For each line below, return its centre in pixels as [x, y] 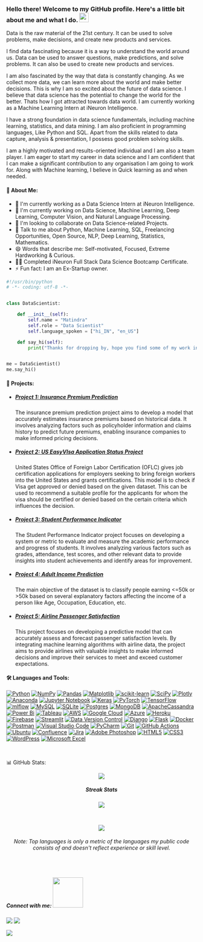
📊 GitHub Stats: [26, 762]
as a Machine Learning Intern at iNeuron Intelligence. [72, 108]
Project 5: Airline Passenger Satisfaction [67, 616]
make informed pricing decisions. [56, 438]
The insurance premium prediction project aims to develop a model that [104, 412]
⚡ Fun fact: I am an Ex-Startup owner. [62, 268]
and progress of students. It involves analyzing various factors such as [103, 547]
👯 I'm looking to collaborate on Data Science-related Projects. [92, 223]
